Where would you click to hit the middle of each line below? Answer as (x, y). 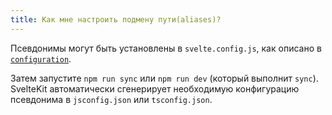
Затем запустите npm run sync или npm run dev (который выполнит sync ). (164, 78)
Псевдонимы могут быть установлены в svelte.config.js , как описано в (166, 48)
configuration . (41, 58)
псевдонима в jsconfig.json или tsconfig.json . (111, 99)
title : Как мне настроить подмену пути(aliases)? (116, 19)
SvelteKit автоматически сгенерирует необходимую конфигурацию (155, 88)
